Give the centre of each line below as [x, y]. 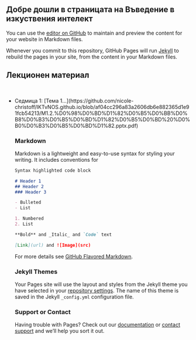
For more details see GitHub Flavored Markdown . [74, 256]
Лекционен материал [48, 75]
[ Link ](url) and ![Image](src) [53, 245]
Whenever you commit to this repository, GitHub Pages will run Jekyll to [93, 50]
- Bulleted [28, 203]
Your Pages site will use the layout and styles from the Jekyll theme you [101, 284]
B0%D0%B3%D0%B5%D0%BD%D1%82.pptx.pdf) [76, 125]
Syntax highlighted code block [53, 170]
